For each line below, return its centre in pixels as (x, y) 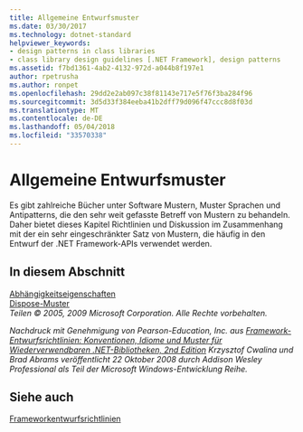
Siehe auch (42, 397)
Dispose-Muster (40, 303)
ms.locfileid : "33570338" (58, 136)
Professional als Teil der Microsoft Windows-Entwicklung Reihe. (129, 369)
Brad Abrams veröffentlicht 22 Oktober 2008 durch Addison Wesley (136, 359)
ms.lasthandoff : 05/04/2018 (62, 127)
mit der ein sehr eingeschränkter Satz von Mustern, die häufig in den (137, 234)
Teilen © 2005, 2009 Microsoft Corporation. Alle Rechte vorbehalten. (139, 313)
